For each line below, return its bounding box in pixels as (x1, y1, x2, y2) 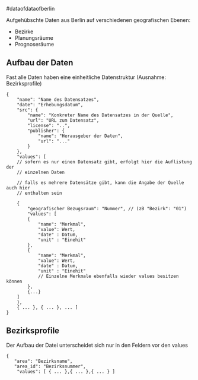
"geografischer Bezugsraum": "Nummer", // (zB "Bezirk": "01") (27, 205, 187, 211)
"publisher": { (27, 128, 65, 134)
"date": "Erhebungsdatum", (17, 102, 84, 107)
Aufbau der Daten (6, 58, 74, 68)
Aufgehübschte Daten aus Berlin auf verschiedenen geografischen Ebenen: (6, 17, 191, 23)
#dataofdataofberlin (6, 5, 55, 12)
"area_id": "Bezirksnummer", (14, 363, 86, 369)
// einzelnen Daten (17, 169, 65, 175)
